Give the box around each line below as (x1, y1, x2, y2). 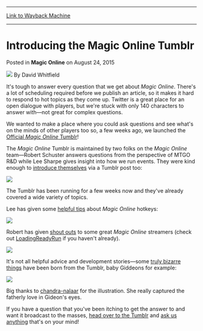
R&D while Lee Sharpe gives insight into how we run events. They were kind (6, 158, 195, 165)
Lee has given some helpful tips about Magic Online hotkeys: (6, 205, 158, 212)
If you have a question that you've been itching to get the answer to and (6, 305, 185, 312)
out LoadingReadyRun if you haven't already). (6, 234, 120, 242)
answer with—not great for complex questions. (6, 108, 123, 115)
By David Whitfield (13, 71, 60, 79)
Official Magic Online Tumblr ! (6, 133, 79, 140)
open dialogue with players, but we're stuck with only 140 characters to (6, 102, 184, 109)
